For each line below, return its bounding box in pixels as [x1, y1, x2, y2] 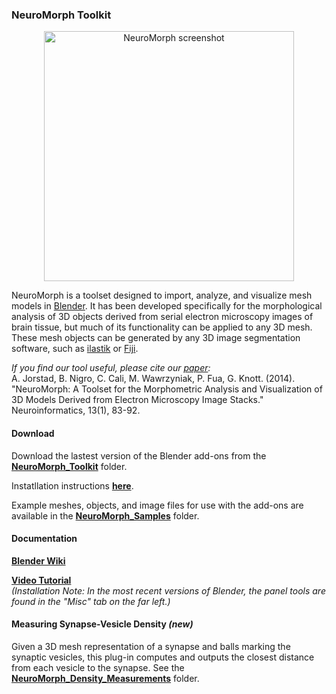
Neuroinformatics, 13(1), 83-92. [11, 404, 141, 417]
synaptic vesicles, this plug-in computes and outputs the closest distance [11, 651, 315, 663]
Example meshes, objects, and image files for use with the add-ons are [11, 499, 304, 511]
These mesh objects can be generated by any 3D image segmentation [11, 332, 301, 344]
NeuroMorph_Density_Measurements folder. [11, 672, 200, 684]
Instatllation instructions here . [11, 479, 134, 492]
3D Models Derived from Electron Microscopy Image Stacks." [11, 394, 264, 406]
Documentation [11, 533, 78, 545]
